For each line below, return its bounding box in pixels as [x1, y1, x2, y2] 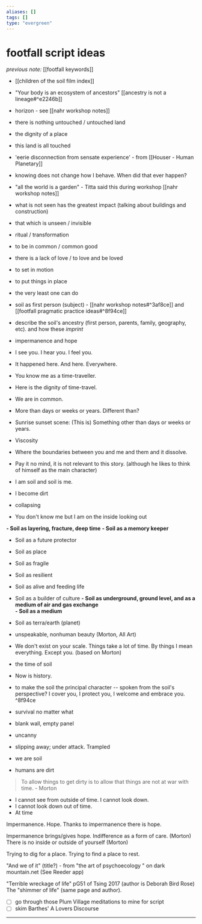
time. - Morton [20, 784, 57, 792]
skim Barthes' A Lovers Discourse [14, 905, 99, 912]
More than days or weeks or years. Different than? [14, 407, 139, 414]
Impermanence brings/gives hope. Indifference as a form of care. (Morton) [6, 833, 191, 840]
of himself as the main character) [14, 467, 97, 474]
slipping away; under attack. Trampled [14, 744, 110, 751]
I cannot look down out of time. [14, 802, 93, 810]
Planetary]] [14, 160, 43, 167]
